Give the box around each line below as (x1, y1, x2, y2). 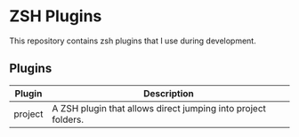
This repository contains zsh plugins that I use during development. (9, 35, 256, 46)
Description (143, 87, 194, 99)
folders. (52, 113, 85, 126)
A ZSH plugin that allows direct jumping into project (52, 102, 267, 114)
